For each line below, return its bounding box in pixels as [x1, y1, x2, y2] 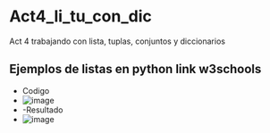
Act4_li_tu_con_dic [9, 6, 152, 27]
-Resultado [21, 104, 63, 115]
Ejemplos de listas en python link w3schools [9, 62, 262, 77]
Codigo [21, 85, 50, 96]
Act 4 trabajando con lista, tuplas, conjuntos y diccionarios [9, 36, 226, 46]
